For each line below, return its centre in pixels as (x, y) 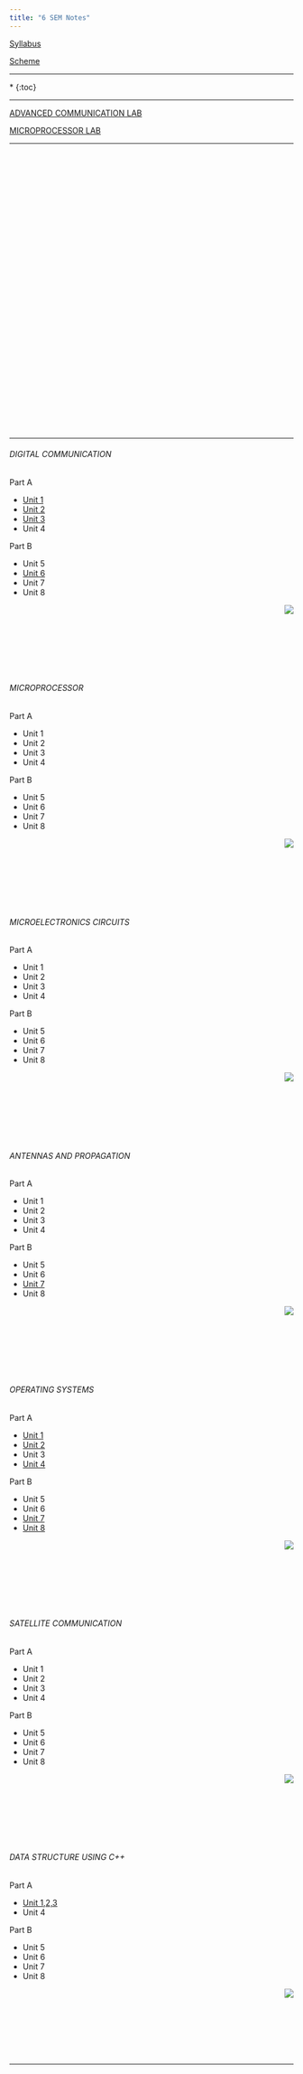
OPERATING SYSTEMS (52, 1390)
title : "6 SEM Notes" (50, 18)
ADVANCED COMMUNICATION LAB (76, 113)
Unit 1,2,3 (40, 1903)
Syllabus (25, 43)
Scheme (25, 61)
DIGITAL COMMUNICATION (60, 454)
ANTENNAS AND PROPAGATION (70, 1155)
